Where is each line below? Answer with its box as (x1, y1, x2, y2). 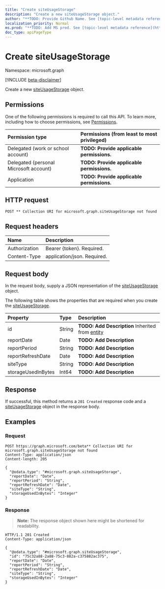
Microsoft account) (7, 165, 52, 172)
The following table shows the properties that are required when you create (5, 297, 158, 303)
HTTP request (5, 196, 49, 204)
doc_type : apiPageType (5, 30, 52, 35)
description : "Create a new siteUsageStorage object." (5, 12, 120, 17)
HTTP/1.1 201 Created (5, 532, 50, 537)
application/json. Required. (45, 253, 107, 260)
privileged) (80, 136, 107, 143)
